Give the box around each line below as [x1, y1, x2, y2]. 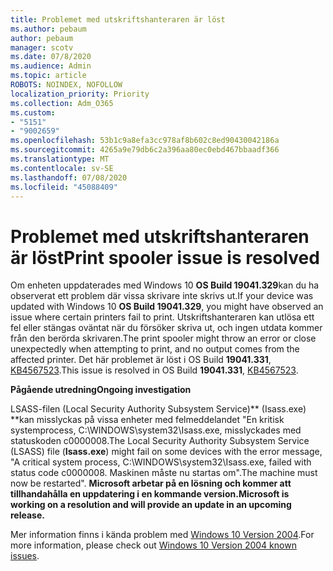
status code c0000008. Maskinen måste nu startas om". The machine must [10, 467, 318, 479]
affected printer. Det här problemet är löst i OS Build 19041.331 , [10, 354, 272, 366]
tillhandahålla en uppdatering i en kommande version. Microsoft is [10, 488, 290, 500]
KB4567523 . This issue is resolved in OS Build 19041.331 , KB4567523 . [10, 364, 299, 376]
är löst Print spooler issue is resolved [10, 246, 320, 269]
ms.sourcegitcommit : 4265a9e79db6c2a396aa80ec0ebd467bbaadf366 [10, 145, 280, 155]
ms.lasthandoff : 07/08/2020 [10, 172, 128, 183]
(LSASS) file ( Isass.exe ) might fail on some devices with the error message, [10, 446, 323, 458]
